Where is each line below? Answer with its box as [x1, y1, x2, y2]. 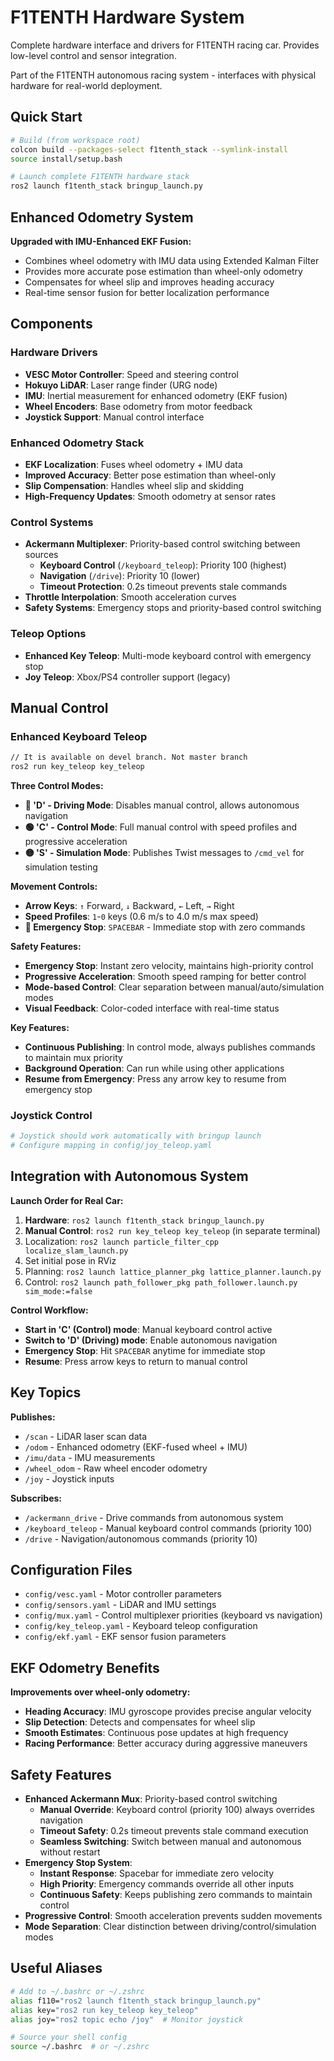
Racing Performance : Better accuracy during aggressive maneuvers [24, 1737, 308, 1750]
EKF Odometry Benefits [10, 1659, 160, 1676]
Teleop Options [10, 627, 87, 641]
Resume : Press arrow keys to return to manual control [24, 1355, 248, 1367]
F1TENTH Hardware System [10, 6, 245, 29]
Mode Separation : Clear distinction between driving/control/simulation [24, 1921, 317, 1933]
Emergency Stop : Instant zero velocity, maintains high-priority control [24, 959, 314, 971]
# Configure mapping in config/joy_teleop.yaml [10, 1141, 213, 1151]
